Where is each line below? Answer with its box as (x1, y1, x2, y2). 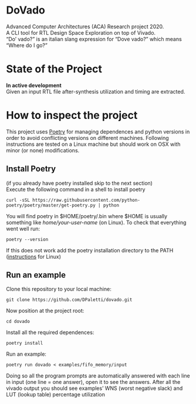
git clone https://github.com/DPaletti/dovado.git (6, 297, 133, 303)
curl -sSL (6, 197, 31, 203)
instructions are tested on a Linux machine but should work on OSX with (6, 141, 181, 148)
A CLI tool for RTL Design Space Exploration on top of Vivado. (6, 29, 156, 36)
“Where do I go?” (6, 42, 48, 49)
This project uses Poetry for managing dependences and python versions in (6, 128, 190, 135)
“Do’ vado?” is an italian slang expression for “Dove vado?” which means (6, 35, 182, 42)
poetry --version (6, 236, 49, 242)
